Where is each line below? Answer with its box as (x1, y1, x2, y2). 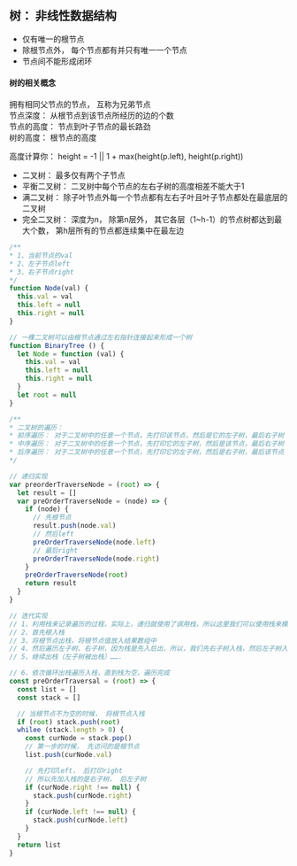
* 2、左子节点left (9, 259, 71, 268)
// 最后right (32, 545, 79, 555)
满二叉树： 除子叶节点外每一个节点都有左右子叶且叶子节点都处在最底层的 (21, 192, 288, 203)
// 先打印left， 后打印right (25, 766, 123, 775)
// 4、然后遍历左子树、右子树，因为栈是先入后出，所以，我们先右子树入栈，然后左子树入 (9, 645, 289, 653)
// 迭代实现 (9, 611, 49, 620)
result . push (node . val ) (32, 522, 117, 530)
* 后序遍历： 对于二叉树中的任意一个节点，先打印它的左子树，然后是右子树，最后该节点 (9, 448, 285, 457)
